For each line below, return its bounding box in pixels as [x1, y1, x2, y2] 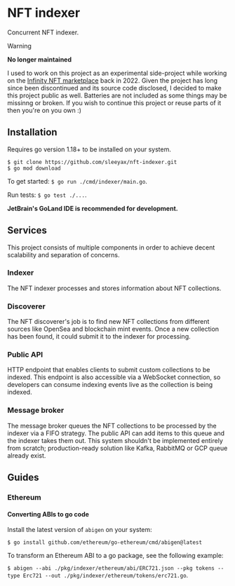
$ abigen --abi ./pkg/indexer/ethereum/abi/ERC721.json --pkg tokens [7, 565, 215, 572]
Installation [7, 126, 58, 138]
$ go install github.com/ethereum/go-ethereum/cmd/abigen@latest [7, 539, 202, 546]
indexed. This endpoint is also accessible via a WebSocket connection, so [7, 373, 221, 381]
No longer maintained [7, 55, 72, 64]
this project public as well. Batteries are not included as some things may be [7, 91, 227, 100]
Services [7, 224, 48, 236]
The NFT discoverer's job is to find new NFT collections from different [7, 318, 210, 326]
